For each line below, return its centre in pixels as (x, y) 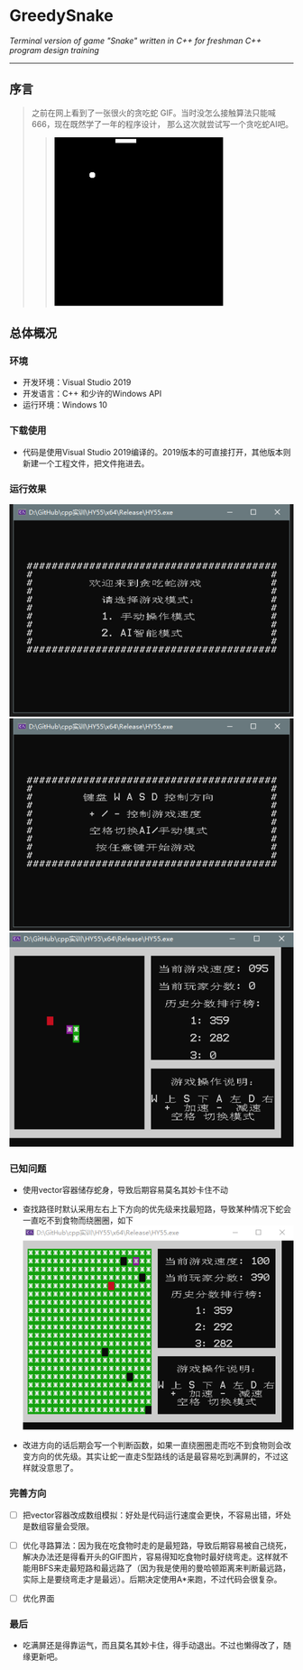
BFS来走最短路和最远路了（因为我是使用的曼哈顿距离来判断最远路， (165, 1568)
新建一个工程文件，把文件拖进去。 (86, 463)
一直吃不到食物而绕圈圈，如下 (78, 1220)
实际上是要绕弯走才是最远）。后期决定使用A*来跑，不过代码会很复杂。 (152, 1579)
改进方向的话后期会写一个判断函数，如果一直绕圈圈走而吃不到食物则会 (153, 1445)
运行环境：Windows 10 (65, 405)
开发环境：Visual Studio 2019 (77, 382)
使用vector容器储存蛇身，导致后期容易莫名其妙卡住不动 (125, 1190)
